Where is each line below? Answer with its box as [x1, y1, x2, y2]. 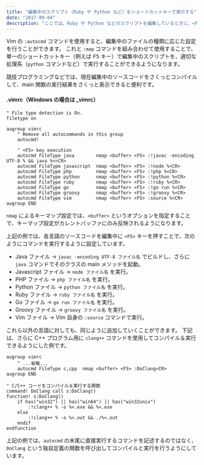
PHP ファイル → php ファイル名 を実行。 [15, 275, 114, 283]
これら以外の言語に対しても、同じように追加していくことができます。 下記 [6, 326, 193, 334]
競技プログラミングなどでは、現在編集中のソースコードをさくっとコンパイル [6, 74, 198, 81]
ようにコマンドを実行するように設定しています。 [6, 239, 129, 247]
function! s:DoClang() [6, 393, 64, 399]
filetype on [6, 115, 36, 122]
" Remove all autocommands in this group [17, 131, 123, 137]
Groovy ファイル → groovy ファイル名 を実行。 [15, 306, 129, 313]
